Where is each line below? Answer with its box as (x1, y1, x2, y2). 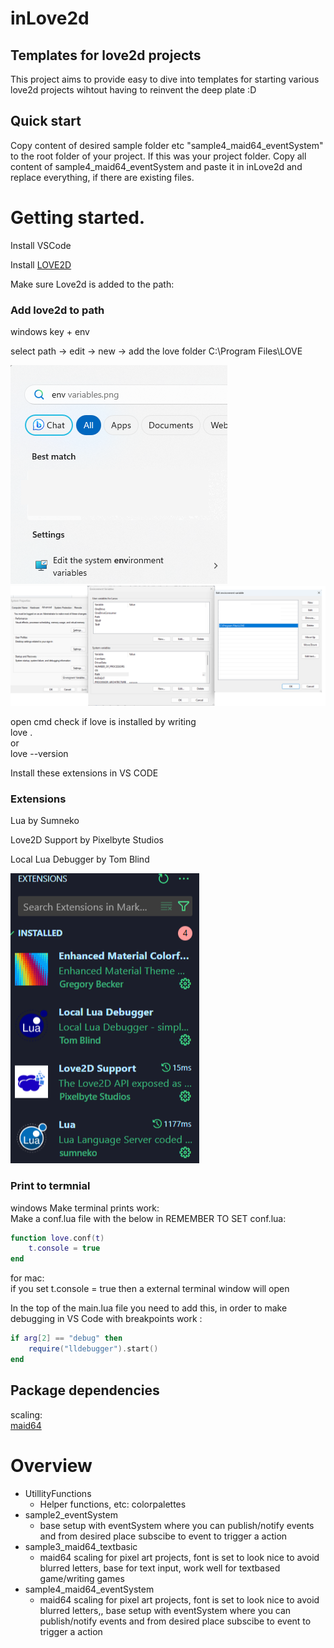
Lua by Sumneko (10, 815, 80, 827)
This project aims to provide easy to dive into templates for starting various (10, 73, 320, 85)
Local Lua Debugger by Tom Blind (10, 853, 150, 866)
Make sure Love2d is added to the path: (10, 278, 175, 290)
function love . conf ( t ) (10, 1233, 105, 1243)
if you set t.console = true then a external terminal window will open (10, 1283, 290, 1295)
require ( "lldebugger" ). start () (28, 1344, 159, 1354)
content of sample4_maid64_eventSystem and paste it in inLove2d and (10, 160, 303, 172)
